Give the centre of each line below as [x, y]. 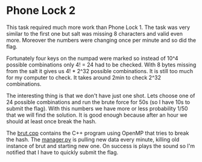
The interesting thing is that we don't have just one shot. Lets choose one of [101, 96]
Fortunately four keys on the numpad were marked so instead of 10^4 [93, 58]
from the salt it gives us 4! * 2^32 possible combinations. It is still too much [100, 71]
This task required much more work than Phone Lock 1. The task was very [98, 27]
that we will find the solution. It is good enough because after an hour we [97, 115]
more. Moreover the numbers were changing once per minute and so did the [101, 40]
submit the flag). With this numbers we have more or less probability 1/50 [97, 108]
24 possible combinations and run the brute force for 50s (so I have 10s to [98, 102]
